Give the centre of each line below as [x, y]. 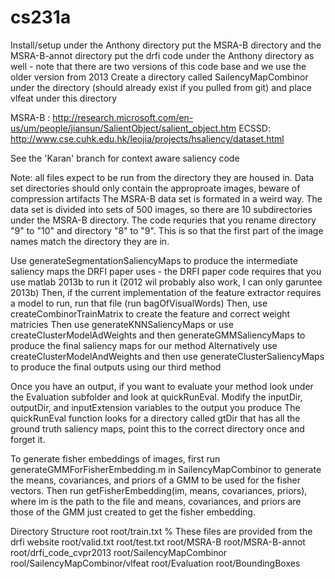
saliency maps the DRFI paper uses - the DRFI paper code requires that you [166, 271]
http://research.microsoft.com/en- [123, 117]
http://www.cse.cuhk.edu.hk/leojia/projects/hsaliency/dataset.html [147, 138]
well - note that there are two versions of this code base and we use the [158, 66]
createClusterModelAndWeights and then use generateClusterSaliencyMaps [167, 356]
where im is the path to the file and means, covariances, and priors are [156, 501]
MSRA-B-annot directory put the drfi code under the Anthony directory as [162, 55]
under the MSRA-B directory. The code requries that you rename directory [163, 220]
